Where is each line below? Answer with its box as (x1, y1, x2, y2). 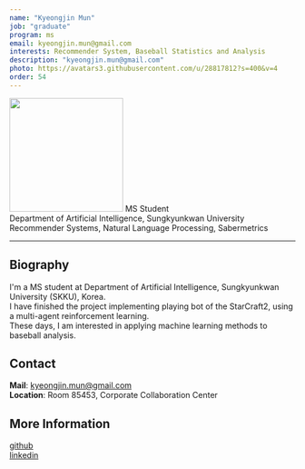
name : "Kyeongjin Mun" (9, 13, 95, 23)
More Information (9, 415, 111, 432)
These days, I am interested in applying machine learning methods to (9, 320, 268, 331)
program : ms (9, 30, 54, 39)
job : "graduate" (9, 22, 71, 31)
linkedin (9, 450, 39, 461)
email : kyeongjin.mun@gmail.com (9, 38, 132, 48)
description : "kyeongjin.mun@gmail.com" (9, 55, 165, 65)
